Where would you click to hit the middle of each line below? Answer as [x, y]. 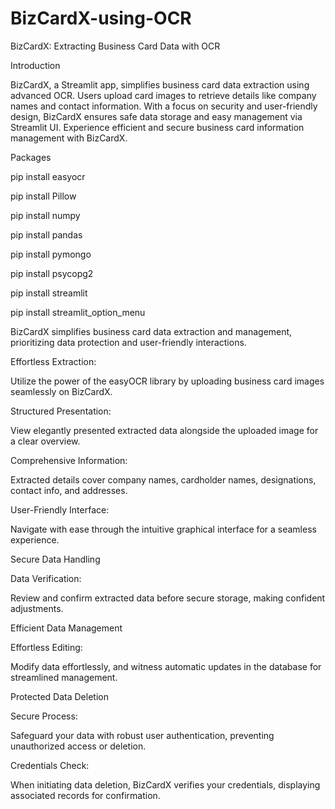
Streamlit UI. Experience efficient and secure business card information [157, 127]
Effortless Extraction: [53, 361]
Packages [31, 157]
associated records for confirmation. [85, 795]
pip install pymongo [51, 254]
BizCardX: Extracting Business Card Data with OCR [115, 46]
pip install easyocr [48, 176]
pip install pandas [46, 234]
